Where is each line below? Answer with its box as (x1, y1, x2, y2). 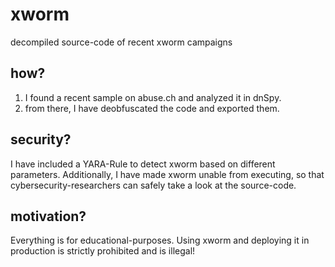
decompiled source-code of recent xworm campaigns (10, 36, 233, 48)
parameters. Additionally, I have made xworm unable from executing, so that (10, 168, 325, 180)
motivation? (10, 208, 87, 225)
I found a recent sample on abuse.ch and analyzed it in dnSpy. (24, 91, 282, 103)
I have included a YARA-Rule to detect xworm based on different (10, 158, 276, 170)
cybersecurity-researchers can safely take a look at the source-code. (10, 179, 297, 191)
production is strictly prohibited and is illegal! (10, 245, 196, 257)
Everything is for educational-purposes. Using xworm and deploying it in (10, 234, 310, 247)
